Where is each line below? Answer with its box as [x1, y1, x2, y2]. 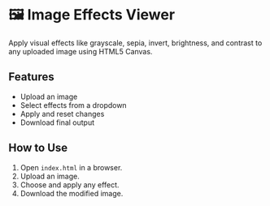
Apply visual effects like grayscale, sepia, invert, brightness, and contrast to [8, 37, 263, 48]
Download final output [20, 118, 95, 127]
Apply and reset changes [20, 109, 105, 118]
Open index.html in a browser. [20, 162, 123, 172]
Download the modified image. [20, 188, 124, 198]
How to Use [8, 141, 68, 155]
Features [8, 70, 54, 84]
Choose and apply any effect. [20, 179, 120, 190]
